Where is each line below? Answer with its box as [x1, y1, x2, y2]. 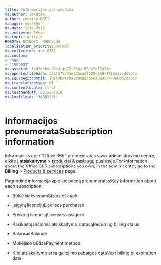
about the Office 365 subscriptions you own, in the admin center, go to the [5, 163, 156, 169]
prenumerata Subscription [5, 126, 113, 137]
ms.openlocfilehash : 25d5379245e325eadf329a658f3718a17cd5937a [5, 71, 137, 76]
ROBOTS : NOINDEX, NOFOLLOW [5, 39, 60, 44]
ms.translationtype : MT [5, 80, 54, 85]
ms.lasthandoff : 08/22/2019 [5, 90, 63, 95]
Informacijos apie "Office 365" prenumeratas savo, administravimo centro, [5, 153, 156, 159]
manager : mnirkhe [5, 21, 41, 26]
